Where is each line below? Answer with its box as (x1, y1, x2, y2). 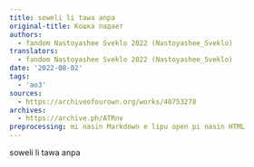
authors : (9, 30, 43, 39)
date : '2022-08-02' (9, 64, 83, 73)
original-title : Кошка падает (9, 22, 124, 31)
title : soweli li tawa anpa (9, 13, 116, 23)
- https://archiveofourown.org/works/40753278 (17, 97, 197, 107)
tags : (9, 72, 30, 81)
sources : (9, 88, 43, 97)
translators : (9, 47, 59, 56)
